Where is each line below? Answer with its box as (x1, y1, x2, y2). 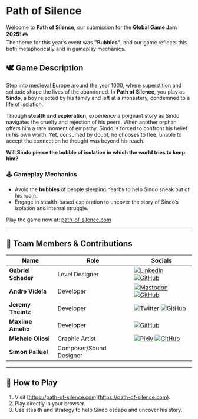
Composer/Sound (57, 344, 107, 352)
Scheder (9, 273, 34, 282)
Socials (151, 256, 172, 265)
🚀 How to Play (6, 378, 58, 388)
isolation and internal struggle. (14, 205, 88, 212)
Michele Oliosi (9, 334, 50, 343)
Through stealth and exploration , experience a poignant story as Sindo (6, 112, 180, 119)
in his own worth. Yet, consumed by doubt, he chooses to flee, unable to (6, 131, 182, 138)
